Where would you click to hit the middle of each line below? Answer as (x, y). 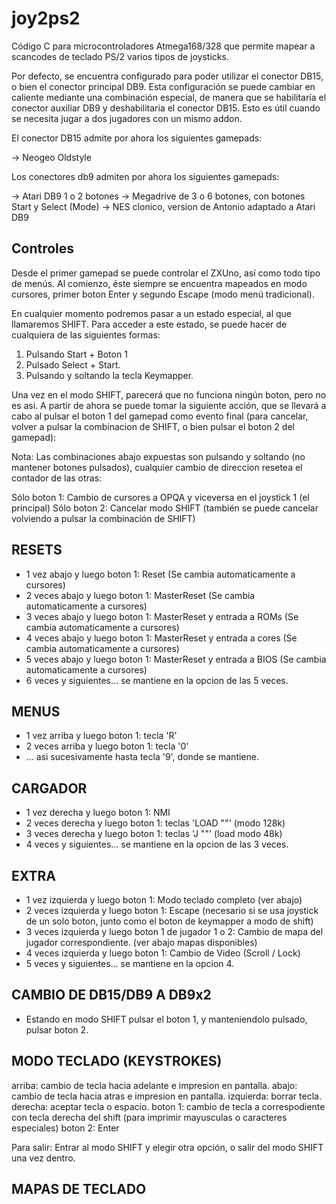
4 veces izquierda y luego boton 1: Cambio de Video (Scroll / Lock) (163, 953)
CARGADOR (49, 788)
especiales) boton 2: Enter (65, 1128)
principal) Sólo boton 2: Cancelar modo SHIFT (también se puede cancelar (165, 508)
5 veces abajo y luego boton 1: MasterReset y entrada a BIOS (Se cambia (176, 659)
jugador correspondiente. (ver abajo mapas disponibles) (141, 942)
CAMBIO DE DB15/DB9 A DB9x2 (111, 995)
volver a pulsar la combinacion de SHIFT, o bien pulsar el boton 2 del (153, 426)
